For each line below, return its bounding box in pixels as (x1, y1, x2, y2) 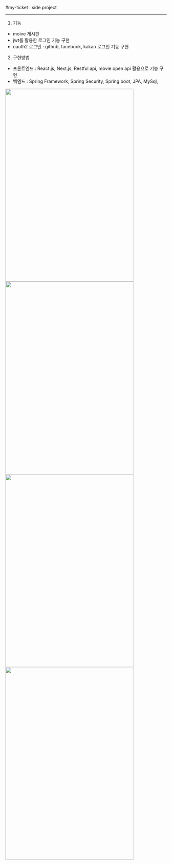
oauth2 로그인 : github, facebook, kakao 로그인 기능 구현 (12, 44, 129, 49)
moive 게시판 (12, 31, 40, 36)
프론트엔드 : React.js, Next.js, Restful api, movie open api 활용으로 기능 (12, 65, 159, 71)
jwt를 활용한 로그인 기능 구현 (12, 37, 70, 43)
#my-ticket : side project (5, 5, 57, 10)
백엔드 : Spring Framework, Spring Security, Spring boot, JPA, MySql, (12, 78, 158, 84)
